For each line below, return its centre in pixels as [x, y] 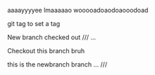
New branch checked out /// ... [52, 37]
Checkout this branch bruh [46, 51]
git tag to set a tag [34, 23]
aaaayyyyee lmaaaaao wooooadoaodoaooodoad [78, 10]
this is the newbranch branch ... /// [57, 64]
